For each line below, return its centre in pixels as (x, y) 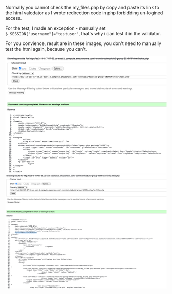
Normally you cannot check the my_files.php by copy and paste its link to (82, 7)
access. (14, 18)
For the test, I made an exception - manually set (56, 28)
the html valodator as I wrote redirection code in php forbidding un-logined (84, 13)
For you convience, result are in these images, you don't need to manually (83, 43)
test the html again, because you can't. (46, 49)
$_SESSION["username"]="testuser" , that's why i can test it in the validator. (83, 33)
